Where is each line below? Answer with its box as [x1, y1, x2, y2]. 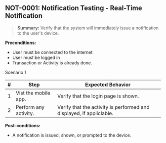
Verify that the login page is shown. [57, 93, 139, 99]
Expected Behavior [84, 81, 131, 88]
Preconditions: [5, 40, 36, 46]
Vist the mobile [15, 89, 51, 96]
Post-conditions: [5, 122, 41, 128]
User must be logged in [12, 54, 60, 60]
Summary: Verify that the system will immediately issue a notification [17, 25, 159, 31]
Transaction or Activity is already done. [12, 59, 92, 66]
